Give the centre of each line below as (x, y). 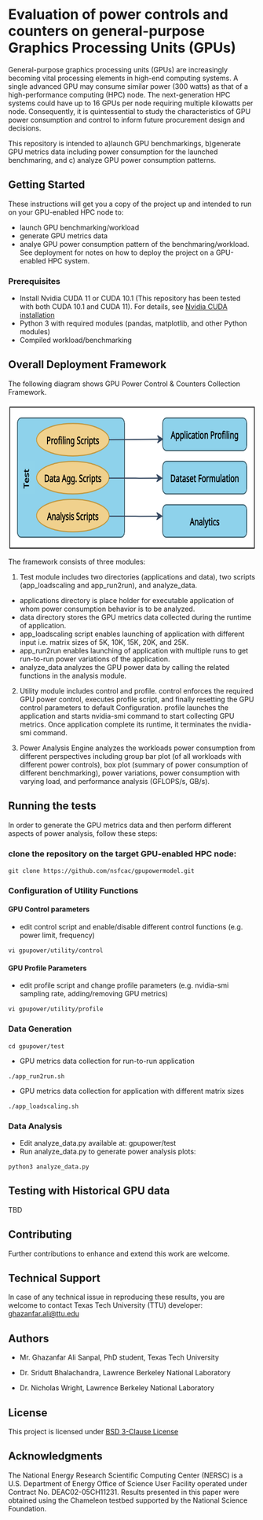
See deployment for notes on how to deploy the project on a (117, 252)
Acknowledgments (56, 1456)
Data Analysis (35, 1126)
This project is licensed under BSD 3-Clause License (93, 1431)
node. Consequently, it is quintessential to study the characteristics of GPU (130, 111)
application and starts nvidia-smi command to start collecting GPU (127, 716)
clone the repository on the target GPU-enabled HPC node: (122, 853)
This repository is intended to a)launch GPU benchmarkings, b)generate (124, 143)
